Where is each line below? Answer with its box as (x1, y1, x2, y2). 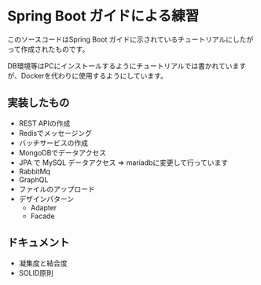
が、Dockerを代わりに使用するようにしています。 (7, 71, 168, 80)
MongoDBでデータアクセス (18, 148, 107, 157)
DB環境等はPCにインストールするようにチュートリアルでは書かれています (7, 60, 247, 71)
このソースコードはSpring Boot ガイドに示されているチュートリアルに (7, 35, 233, 44)
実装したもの (7, 96, 70, 110)
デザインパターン (18, 194, 75, 203)
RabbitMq (18, 166, 50, 176)
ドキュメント (7, 236, 70, 250)
